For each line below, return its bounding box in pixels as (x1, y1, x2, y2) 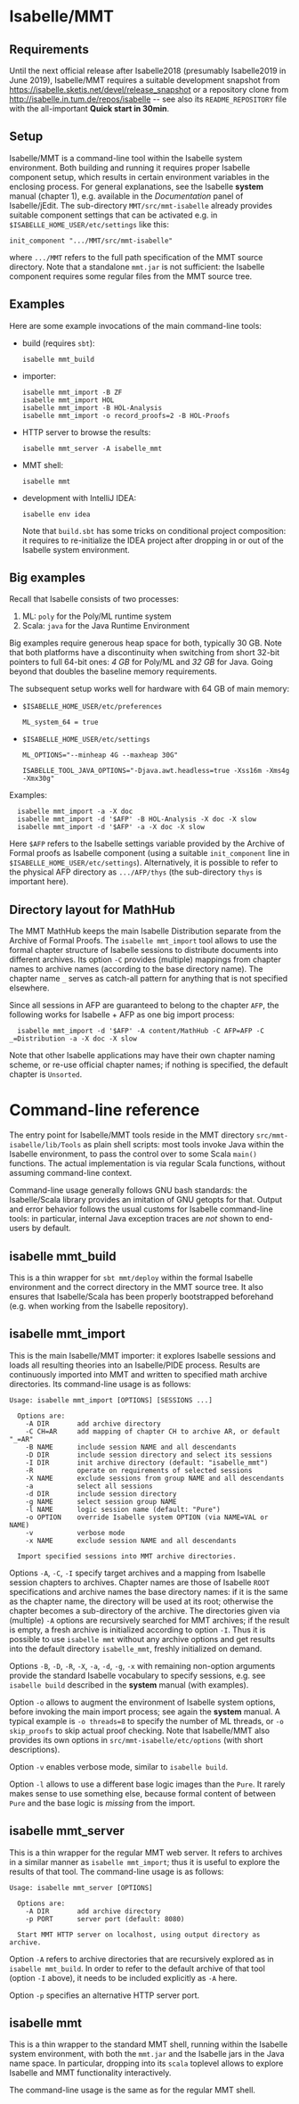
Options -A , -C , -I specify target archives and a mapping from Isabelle (9, 1567, 266, 1578)
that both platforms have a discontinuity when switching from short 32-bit (9, 647, 280, 658)
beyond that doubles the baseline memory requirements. (9, 666, 217, 677)
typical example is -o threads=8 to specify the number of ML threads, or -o (9, 1715, 285, 1726)
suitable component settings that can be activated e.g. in (9, 210, 218, 220)
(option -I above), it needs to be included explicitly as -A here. (9, 1972, 238, 1983)
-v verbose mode (25, 1528, 125, 1537)
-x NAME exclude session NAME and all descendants (25, 1536, 238, 1545)
